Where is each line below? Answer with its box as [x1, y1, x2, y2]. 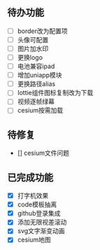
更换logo [17, 54, 43, 61]
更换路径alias [17, 80, 56, 88]
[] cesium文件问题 [17, 149, 70, 157]
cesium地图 [17, 235, 51, 244]
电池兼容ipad [17, 62, 55, 70]
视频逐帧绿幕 [17, 97, 55, 106]
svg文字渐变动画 [17, 227, 65, 235]
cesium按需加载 [17, 106, 64, 115]
